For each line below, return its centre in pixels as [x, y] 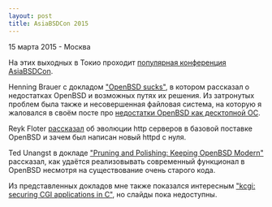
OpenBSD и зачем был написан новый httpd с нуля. [97, 137]
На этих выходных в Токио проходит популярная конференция [117, 63]
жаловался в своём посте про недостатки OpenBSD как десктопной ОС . [135, 112]
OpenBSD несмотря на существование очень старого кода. [112, 170]
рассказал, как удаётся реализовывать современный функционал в [127, 161]
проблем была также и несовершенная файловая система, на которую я [135, 104]
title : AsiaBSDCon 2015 [49, 24]
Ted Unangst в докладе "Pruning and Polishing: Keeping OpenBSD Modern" [136, 153]
